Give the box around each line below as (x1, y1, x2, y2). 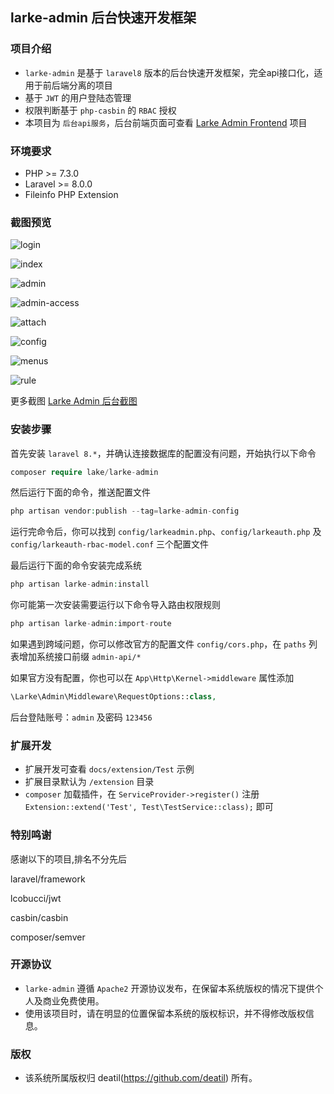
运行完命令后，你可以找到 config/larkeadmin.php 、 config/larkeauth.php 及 (10, 526, 322, 538)
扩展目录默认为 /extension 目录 (24, 776, 155, 788)
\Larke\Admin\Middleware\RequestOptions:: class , (10, 692, 217, 702)
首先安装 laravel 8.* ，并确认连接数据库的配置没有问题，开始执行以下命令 (10, 447, 317, 459)
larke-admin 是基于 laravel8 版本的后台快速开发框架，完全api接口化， (24, 66, 315, 78)
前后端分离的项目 (42, 79, 113, 91)
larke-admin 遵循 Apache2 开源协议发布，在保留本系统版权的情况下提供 (24, 982, 315, 994)
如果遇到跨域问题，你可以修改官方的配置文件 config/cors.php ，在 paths (10, 638, 307, 650)
